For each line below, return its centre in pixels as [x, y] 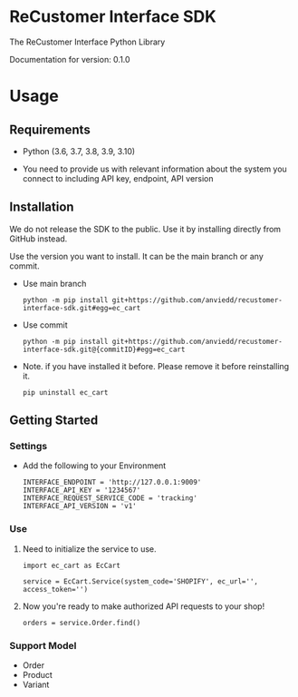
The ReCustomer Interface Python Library [87, 42]
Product [37, 675]
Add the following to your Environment [94, 466]
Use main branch [54, 283]
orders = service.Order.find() [82, 623]
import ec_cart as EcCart [71, 565]
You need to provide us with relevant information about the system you [154, 169]
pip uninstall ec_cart [65, 392]
